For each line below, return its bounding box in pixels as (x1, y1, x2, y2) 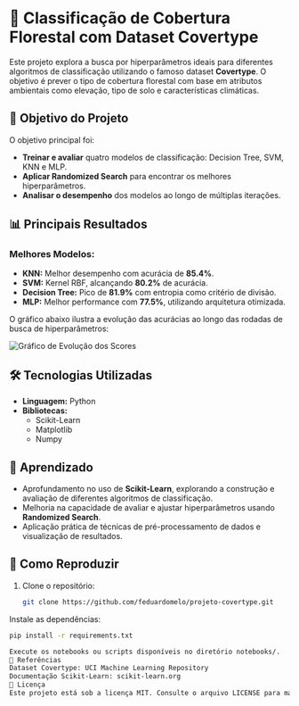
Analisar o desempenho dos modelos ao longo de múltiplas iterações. (21, 189, 281, 200)
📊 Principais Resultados (9, 217, 148, 232)
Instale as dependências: (9, 613, 101, 624)
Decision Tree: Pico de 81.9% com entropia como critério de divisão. (21, 287, 277, 298)
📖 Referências (9, 655, 62, 664)
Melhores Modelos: (9, 248, 95, 261)
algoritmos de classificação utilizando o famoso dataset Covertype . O (9, 66, 267, 77)
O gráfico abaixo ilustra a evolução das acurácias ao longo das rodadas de (9, 314, 283, 325)
